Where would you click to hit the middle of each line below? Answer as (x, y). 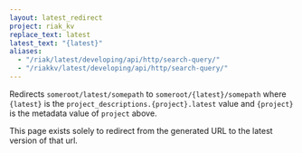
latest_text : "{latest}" (56, 43)
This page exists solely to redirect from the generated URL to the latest (141, 130)
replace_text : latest (50, 34)
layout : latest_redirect (56, 18)
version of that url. (44, 140)
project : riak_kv (42, 26)
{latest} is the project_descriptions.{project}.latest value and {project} (151, 103)
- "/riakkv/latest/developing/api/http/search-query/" (123, 69)
